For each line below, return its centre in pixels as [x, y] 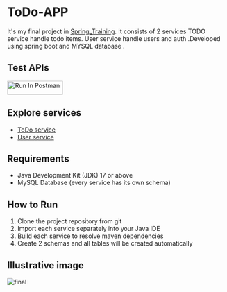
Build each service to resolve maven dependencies [90, 236]
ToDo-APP [38, 12]
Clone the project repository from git [69, 221]
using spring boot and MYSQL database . [66, 46]
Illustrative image [46, 265]
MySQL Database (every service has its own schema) [94, 183]
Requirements [38, 158]
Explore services [44, 113]
